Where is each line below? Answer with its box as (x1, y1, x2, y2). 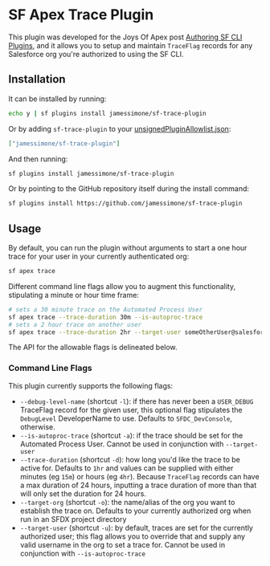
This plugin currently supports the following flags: (8, 381, 174, 390)
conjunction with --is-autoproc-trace (19, 548, 146, 558)
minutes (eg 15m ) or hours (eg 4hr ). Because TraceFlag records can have (19, 471, 260, 481)
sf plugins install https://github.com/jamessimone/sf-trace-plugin (8, 199, 243, 208)
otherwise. (19, 421, 56, 431)
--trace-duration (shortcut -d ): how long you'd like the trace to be (19, 454, 241, 464)
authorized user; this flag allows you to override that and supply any (19, 531, 246, 541)
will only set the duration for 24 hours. (19, 488, 147, 499)
